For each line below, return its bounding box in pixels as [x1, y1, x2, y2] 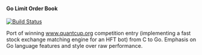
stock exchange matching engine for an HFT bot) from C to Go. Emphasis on [6, 36, 197, 43]
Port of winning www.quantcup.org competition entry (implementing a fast [6, 30, 191, 37]
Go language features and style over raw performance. [6, 42, 143, 50]
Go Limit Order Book [6, 5, 58, 12]
